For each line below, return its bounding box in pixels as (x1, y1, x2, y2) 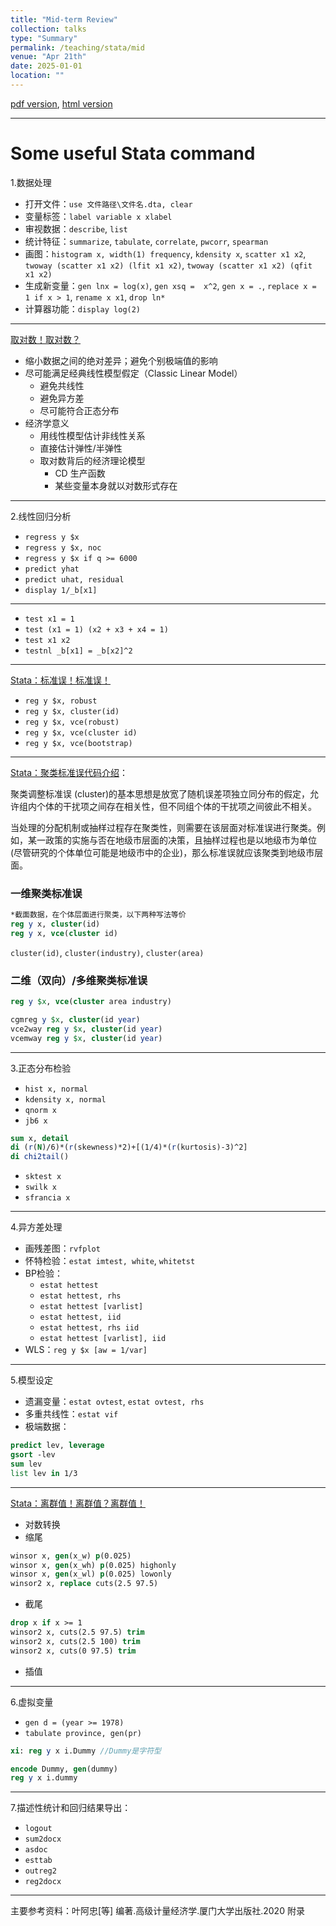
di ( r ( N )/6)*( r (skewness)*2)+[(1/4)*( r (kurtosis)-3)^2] (10, 1142, 248, 1153)
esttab (24, 1856, 53, 1866)
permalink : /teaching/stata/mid (10, 42, 145, 53)
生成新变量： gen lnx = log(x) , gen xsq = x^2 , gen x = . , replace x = (24, 279, 317, 291)
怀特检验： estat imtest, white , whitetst (24, 1255, 196, 1267)
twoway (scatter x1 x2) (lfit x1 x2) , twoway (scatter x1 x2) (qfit (24, 259, 313, 271)
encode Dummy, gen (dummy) (10, 1764, 118, 1774)
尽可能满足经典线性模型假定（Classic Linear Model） (24, 367, 243, 379)
